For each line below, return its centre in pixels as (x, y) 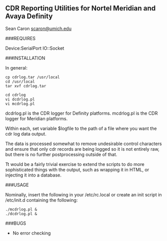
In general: (16, 67)
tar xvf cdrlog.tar (26, 86)
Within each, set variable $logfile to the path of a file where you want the (81, 128)
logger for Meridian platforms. (36, 118)
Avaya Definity (29, 16)
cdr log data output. (26, 133)
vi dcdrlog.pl (20, 99)
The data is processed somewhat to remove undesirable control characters (83, 144)
